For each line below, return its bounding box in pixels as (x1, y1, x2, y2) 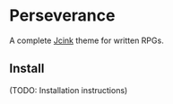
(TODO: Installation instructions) (9, 84, 128, 95)
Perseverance (9, 5, 116, 26)
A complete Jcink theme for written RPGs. (9, 35, 164, 46)
